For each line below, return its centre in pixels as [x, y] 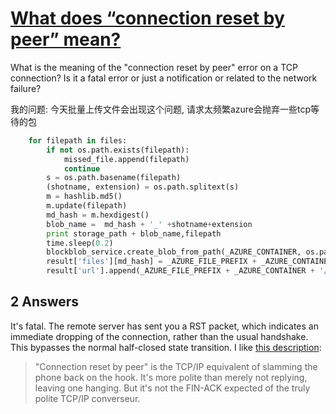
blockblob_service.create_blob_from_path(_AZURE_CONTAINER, [174, 252]
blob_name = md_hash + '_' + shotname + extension [149, 224]
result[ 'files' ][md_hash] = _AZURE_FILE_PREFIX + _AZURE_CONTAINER [189, 262]
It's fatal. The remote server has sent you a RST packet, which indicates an [164, 326]
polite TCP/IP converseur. [87, 398]
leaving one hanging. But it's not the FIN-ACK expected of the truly [172, 388]
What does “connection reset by [147, 18]
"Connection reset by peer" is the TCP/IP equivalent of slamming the [176, 366]
